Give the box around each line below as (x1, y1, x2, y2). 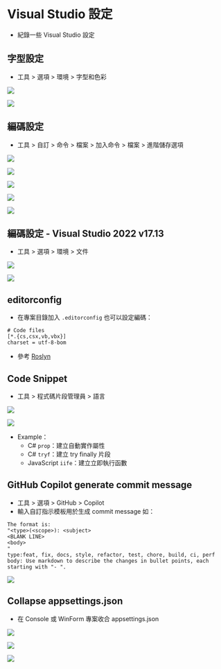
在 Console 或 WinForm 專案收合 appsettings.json (17, 614, 159, 623)
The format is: (7, 521, 51, 528)
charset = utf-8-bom (7, 339, 67, 347)
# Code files (7, 327, 45, 334)
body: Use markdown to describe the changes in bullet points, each (7, 557, 209, 564)
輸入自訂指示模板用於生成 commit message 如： (17, 507, 155, 515)
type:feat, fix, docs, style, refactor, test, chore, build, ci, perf (7, 551, 215, 558)
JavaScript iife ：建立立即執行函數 (27, 459, 127, 467)
